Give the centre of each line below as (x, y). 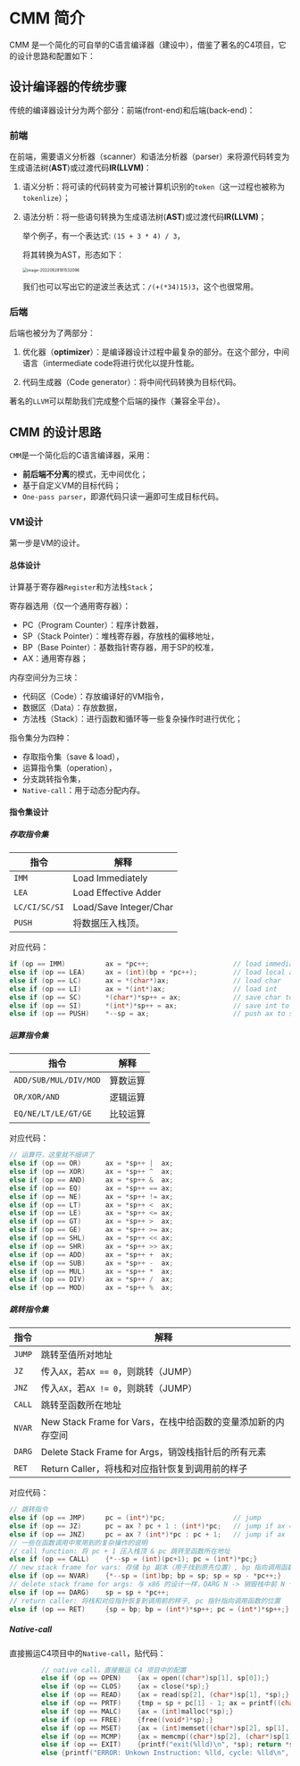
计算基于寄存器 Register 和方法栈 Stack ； (83, 587)
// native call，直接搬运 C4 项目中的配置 (114, 1670)
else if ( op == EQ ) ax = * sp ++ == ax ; (92, 1188)
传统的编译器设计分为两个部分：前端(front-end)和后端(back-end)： (133, 110)
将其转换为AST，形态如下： (73, 255)
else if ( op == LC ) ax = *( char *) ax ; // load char (145, 980)
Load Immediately (110, 878)
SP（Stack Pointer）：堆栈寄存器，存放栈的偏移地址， (120, 636)
